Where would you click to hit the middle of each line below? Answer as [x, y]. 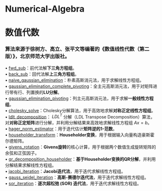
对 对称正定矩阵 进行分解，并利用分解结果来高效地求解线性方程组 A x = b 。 [79, 123]
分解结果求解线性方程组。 [31, 165]
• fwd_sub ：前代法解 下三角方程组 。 [41, 68]
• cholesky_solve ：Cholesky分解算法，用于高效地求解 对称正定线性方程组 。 [80, 110]
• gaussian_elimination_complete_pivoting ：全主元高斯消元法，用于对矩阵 [79, 86]
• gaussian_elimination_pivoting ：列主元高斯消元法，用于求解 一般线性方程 [80, 98]
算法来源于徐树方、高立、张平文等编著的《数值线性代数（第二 [77, 49]
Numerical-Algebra [45, 9]
